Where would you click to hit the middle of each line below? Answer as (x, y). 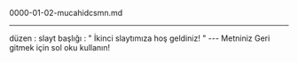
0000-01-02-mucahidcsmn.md (66, 13)
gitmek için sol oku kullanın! (60, 47)
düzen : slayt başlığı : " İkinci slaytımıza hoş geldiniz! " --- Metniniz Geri (140, 38)
